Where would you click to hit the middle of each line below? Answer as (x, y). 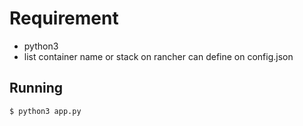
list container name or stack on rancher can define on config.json (158, 56)
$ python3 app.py (45, 111)
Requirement (64, 18)
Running (36, 88)
